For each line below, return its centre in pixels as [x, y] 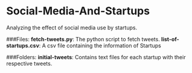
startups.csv [23, 45]
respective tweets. [29, 63]
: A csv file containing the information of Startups [100, 45]
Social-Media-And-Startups [78, 11]
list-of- [170, 39]
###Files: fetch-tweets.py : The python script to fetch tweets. [83, 39]
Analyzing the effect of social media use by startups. [72, 28]
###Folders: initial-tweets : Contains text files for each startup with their [96, 57]
